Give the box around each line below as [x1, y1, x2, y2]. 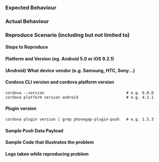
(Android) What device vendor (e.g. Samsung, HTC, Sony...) [5, 67, 135, 73]
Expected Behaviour [5, 4, 57, 11]
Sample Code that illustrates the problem [5, 139, 94, 145]
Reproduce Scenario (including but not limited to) [5, 31, 130, 38]
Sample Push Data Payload [5, 127, 64, 133]
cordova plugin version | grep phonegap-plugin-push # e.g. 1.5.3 [5, 117, 154, 122]
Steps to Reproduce [5, 44, 48, 50]
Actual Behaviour [5, 17, 49, 24]
